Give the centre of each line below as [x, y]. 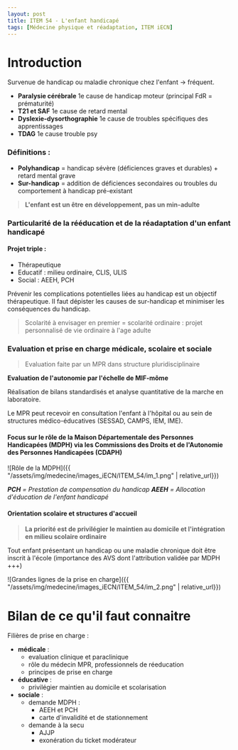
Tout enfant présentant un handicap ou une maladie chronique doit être [112, 550]
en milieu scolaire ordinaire [65, 537]
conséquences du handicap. [49, 309]
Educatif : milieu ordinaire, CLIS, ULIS [72, 272]
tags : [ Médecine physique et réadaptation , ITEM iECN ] [90, 27]
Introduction [45, 62]
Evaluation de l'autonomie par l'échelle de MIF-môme [88, 378]
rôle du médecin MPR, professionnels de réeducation [106, 664]
